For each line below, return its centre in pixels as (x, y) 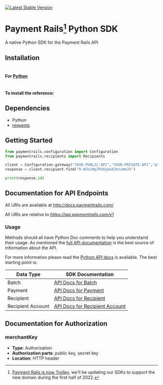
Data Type (28, 274)
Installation (22, 58)
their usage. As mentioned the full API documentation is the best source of (80, 243)
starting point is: (21, 263)
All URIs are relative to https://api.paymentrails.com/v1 (59, 214)
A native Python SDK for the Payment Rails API (52, 42)
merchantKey (21, 337)
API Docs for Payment (79, 290)
